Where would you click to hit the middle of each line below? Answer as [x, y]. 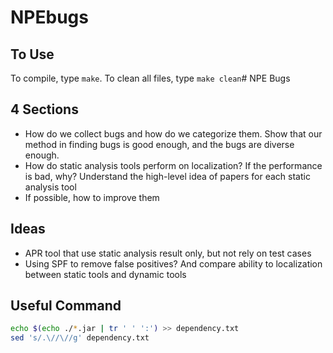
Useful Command [66, 306]
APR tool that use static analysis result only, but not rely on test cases [168, 253]
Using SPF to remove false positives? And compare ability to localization [173, 263]
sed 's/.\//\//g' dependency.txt [80, 338]
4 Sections [44, 109]
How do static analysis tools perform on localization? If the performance [173, 165]
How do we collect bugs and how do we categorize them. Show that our [173, 133]
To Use [32, 54]
